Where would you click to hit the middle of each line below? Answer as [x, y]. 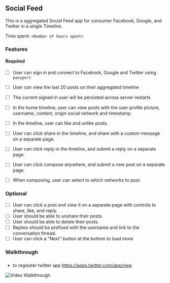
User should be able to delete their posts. [56, 221]
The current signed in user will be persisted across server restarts [81, 97]
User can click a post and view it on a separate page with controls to [84, 205]
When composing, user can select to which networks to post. [77, 180]
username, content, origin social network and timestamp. [72, 114]
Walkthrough [22, 252]
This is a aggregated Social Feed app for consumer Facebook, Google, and [84, 20]
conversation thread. [34, 233]
